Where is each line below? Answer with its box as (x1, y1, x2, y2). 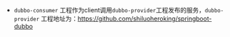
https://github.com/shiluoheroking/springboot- (78, 14, 212, 23)
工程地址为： (41, 14, 78, 23)
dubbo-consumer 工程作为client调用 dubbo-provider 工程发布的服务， (13, 6, 205, 14)
